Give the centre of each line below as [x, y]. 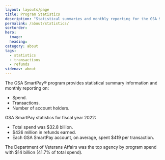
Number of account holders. [41, 108]
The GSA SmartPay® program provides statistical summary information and [81, 83]
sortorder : [16, 28]
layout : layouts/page [27, 10]
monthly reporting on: [27, 88]
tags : [11, 51]
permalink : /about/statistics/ [37, 23]
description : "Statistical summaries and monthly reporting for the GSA [81, 19]
